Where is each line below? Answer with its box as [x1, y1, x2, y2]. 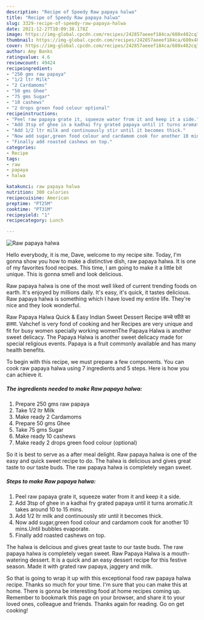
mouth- [171, 550, 190, 557]
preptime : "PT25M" [6, 200, 53, 206]
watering [6, 556, 29, 564]
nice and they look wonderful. [6, 302, 81, 309]
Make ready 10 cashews [15, 432, 76, 440]
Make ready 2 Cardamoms [15, 414, 82, 421]
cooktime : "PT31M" [6, 206, 53, 213]
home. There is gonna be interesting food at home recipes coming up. [6, 587, 181, 595]
